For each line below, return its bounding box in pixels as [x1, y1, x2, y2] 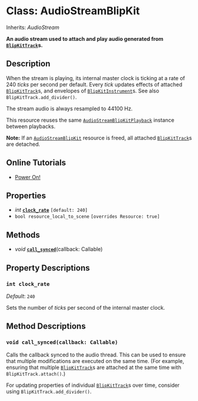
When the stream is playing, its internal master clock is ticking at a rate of [6, 74, 186, 81]
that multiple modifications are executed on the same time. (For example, [6, 357, 185, 364]
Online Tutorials [6, 158, 66, 168]
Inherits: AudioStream [6, 24, 59, 31]
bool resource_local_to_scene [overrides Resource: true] [14, 214, 160, 220]
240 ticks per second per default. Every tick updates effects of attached [6, 81, 183, 88]
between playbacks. [6, 123, 56, 130]
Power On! [14, 173, 41, 180]
